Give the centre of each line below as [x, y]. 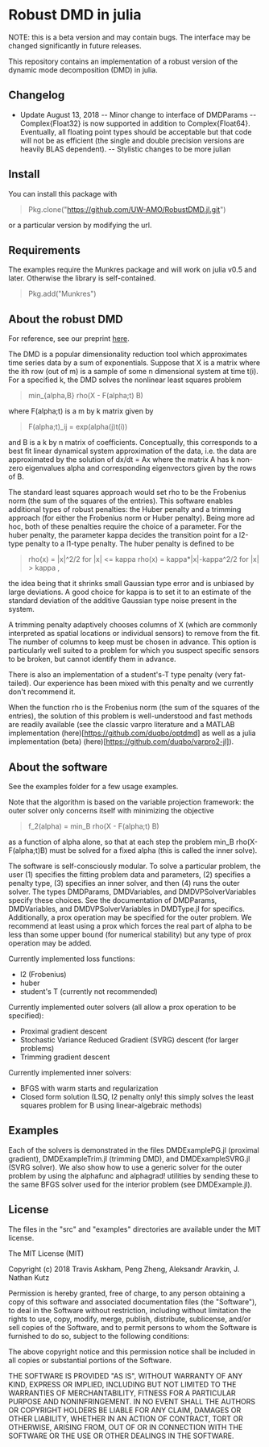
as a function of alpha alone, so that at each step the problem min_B [122, 842]
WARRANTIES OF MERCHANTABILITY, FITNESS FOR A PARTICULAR [122, 1393]
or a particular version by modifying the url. [80, 225]
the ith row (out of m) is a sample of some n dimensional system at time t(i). [134, 372]
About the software [58, 767]
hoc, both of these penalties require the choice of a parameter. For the [125, 526]
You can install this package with [63, 193]
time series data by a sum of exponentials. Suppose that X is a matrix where [134, 363]
